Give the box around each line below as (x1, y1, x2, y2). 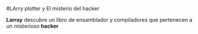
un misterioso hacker (6, 23, 58, 29)
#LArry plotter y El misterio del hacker (6, 5, 100, 12)
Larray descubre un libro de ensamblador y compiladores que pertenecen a (6, 16, 193, 23)
